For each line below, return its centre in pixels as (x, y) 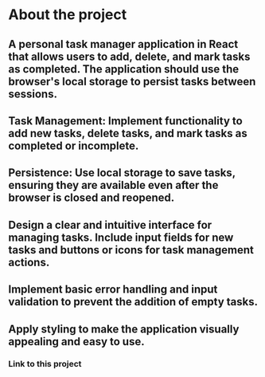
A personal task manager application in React (123, 44)
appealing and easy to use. (76, 342)
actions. (29, 262)
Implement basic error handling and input (113, 290)
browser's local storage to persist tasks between (132, 81)
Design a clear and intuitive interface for (110, 225)
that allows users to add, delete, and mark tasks (129, 56)
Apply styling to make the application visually (124, 329)
